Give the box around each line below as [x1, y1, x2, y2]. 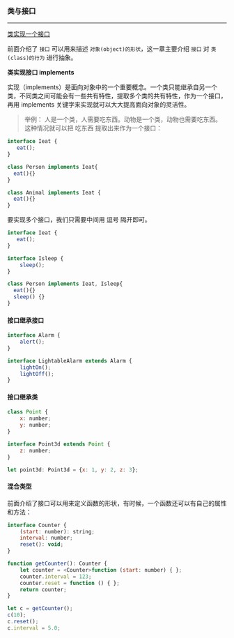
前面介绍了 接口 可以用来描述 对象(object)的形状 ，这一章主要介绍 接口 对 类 [7, 45, 217, 53]
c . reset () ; [7, 618, 39, 625]
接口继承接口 [7, 316, 44, 324]
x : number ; [19, 415, 52, 423]
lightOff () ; [19, 370, 54, 377]
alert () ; [19, 338, 45, 345]
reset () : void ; [19, 541, 64, 548]
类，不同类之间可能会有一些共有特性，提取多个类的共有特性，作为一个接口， [7, 92, 227, 100]
